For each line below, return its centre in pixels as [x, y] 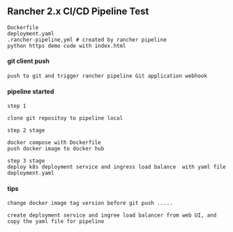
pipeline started [31, 91]
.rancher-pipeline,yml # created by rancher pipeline [87, 40]
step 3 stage [26, 161]
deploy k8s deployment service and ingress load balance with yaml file [117, 167]
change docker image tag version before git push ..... [90, 203]
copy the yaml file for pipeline [56, 222]
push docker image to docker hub [56, 149]
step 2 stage [26, 131]
